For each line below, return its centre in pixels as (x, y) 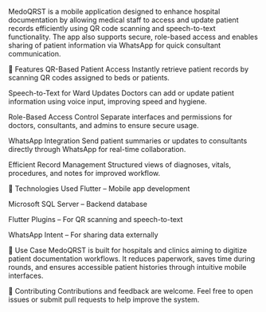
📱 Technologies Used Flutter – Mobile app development (99, 189)
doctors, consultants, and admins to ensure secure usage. (104, 125)
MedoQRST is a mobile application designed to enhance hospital (114, 12)
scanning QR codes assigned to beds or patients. (89, 78)
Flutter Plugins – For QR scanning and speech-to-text (96, 219)
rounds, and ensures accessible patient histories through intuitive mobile (127, 267)
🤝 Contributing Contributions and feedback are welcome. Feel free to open (131, 291)
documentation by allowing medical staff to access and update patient (123, 20)
